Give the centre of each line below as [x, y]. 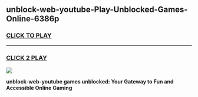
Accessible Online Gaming [39, 88]
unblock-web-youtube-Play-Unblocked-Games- [97, 10]
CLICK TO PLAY [29, 36]
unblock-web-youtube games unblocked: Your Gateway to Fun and [90, 81]
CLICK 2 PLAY [27, 58]
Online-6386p [33, 19]
